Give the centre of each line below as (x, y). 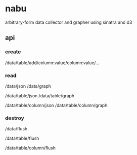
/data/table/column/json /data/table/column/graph (56, 105)
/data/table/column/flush (30, 148)
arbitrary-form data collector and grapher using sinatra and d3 (69, 22)
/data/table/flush (22, 138)
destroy (15, 118)
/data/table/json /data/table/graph (40, 96)
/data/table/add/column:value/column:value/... (52, 63)
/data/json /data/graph (28, 86)
